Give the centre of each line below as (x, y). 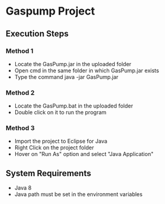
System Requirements (49, 173)
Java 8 (23, 188)
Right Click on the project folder (54, 148)
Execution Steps (37, 34)
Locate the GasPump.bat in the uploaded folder (74, 106)
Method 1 (20, 51)
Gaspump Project (50, 11)
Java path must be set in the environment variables (79, 194)
